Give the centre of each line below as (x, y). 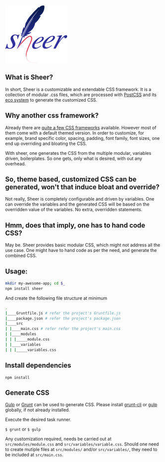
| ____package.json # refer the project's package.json (63, 318)
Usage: (17, 271)
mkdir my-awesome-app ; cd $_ (35, 284)
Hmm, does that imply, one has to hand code (75, 225)
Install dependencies (38, 366)
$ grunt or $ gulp (23, 429)
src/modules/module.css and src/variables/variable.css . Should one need (82, 444)
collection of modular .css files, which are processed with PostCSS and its (81, 95)
